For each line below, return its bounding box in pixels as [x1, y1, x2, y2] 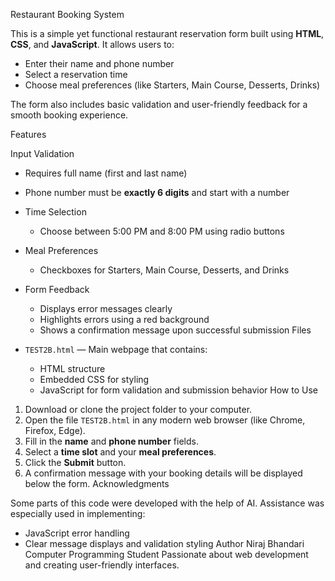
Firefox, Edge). [24, 425, 86, 436]
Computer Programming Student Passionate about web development [24, 549, 309, 560]
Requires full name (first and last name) [24, 167, 188, 179]
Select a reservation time [24, 69, 128, 80]
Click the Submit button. [24, 457, 127, 468]
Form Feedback [24, 284, 90, 295]
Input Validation [10, 148, 75, 159]
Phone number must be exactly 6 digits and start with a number [24, 187, 290, 198]
